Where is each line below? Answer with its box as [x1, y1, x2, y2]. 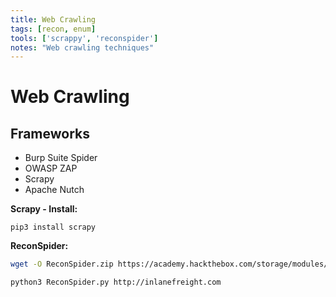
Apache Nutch [24, 184, 85, 196]
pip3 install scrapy [10, 222, 97, 233]
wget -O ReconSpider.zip [10, 259, 114, 270]
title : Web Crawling [10, 14, 97, 25]
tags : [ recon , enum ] [10, 24, 97, 34]
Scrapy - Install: [10, 203, 78, 215]
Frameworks [10, 125, 91, 142]
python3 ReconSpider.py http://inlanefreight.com [10, 277, 222, 288]
